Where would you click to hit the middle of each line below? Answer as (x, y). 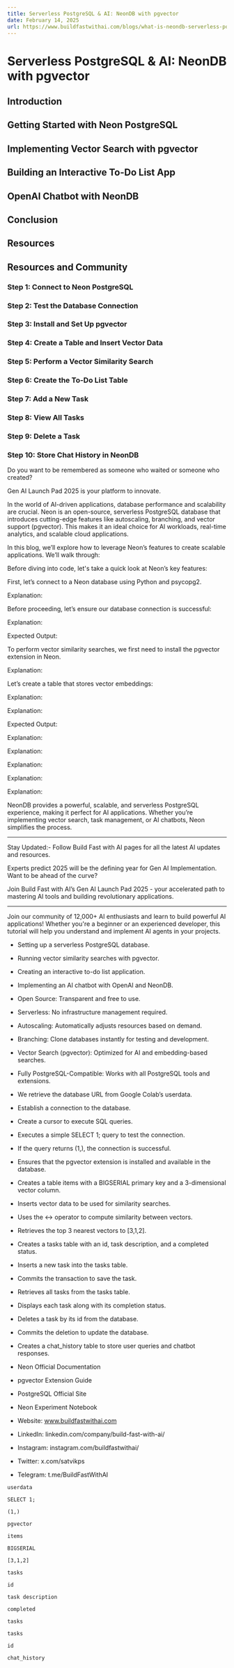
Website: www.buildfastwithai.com (67, 1421)
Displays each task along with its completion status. (92, 1305)
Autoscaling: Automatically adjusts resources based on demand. (110, 1026)
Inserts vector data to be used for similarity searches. (94, 1204)
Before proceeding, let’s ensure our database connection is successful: (109, 609)
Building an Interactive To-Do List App (91, 172)
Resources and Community (68, 267)
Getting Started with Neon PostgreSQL (93, 125)
